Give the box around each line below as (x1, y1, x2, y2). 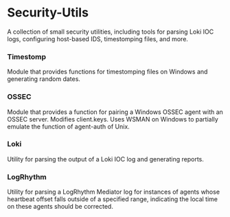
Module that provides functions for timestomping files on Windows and (7, 67, 208, 76)
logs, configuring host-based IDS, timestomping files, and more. (7, 34, 189, 43)
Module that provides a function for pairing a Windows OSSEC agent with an (7, 108, 223, 116)
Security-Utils (7, 5, 89, 21)
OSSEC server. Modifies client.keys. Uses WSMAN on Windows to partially (7, 115, 218, 123)
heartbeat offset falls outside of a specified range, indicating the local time (7, 195, 218, 203)
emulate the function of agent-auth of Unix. (7, 122, 130, 130)
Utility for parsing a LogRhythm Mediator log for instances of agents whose (7, 187, 220, 196)
